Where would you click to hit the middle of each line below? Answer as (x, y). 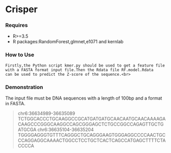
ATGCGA (27, 130)
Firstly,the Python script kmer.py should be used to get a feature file (85, 65)
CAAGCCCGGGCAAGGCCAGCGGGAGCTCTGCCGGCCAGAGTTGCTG (91, 124)
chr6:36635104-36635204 (66, 130)
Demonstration (24, 87)
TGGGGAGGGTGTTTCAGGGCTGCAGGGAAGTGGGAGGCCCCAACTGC (92, 135)
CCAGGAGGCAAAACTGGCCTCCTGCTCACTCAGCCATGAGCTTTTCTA (92, 140)
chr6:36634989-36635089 (46, 113)
